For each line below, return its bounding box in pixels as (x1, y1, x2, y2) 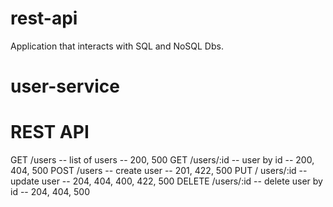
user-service (10, 75, 120, 98)
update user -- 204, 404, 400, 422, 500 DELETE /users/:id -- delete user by (10, 175, 323, 187)
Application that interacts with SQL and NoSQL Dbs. (10, 40, 224, 52)
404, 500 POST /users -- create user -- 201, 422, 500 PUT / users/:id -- (10, 165, 308, 177)
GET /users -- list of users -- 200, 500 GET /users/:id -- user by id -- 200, (10, 154, 315, 166)
